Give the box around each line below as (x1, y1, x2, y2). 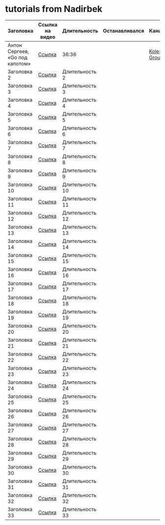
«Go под (7, 54, 27, 61)
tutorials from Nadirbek (5, 3, 103, 15)
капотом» (7, 60, 31, 67)
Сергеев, (7, 48, 29, 55)
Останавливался (103, 27, 144, 34)
